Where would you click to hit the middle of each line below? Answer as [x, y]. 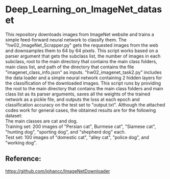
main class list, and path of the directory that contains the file [70, 67]
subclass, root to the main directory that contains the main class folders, [81, 61]
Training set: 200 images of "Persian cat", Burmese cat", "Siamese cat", [81, 126]
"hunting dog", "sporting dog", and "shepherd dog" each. [66, 132]
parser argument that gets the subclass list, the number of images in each [83, 56]
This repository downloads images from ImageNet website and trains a [80, 34]
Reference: [23, 159]
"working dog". [21, 143]
